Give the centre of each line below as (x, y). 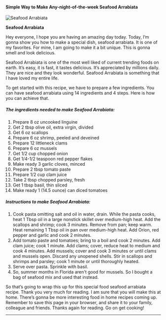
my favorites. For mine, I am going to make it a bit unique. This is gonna (78, 47)
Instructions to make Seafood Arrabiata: (48, 202)
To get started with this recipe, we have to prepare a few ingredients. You (80, 88)
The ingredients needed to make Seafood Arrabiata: (60, 109)
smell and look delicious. (31, 53)
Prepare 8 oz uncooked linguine (45, 122)
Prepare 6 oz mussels (35, 148)
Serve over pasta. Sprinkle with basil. (50, 267)
